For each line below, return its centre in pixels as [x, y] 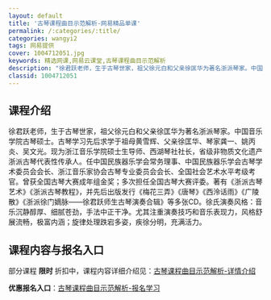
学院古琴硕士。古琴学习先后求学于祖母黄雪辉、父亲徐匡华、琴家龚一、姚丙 [132, 141]
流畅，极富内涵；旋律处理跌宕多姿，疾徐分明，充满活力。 [110, 222]
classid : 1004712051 [43, 76]
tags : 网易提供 [31, 46]
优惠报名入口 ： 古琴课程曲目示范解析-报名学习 [84, 288]
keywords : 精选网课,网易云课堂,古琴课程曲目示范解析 [87, 61]
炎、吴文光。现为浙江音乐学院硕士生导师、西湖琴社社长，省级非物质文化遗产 [135, 152]
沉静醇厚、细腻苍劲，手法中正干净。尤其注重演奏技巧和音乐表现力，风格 [135, 212]
